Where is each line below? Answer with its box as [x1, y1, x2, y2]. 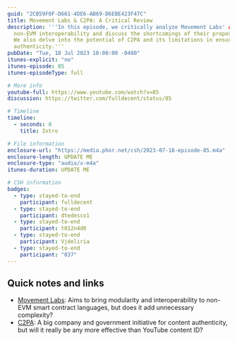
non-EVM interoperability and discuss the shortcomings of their [13, 30, 210, 37]
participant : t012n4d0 [20, 225, 87, 232]
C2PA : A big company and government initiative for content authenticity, [17, 318, 228, 327]
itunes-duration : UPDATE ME [7, 166, 90, 173]
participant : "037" [20, 251, 78, 258]
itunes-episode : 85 [7, 63, 65, 70]
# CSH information [7, 179, 61, 187]
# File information [7, 140, 65, 147]
